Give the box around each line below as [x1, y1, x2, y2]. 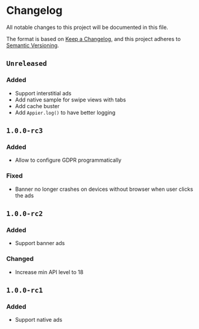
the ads [14, 191, 34, 199]
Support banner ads [14, 240, 65, 247]
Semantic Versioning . [6, 42, 59, 49]
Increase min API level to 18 [14, 268, 84, 275]
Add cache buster [14, 102, 60, 109]
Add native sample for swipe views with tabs [14, 96, 127, 103]
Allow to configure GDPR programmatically [14, 156, 122, 164]
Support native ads [14, 316, 63, 324]
